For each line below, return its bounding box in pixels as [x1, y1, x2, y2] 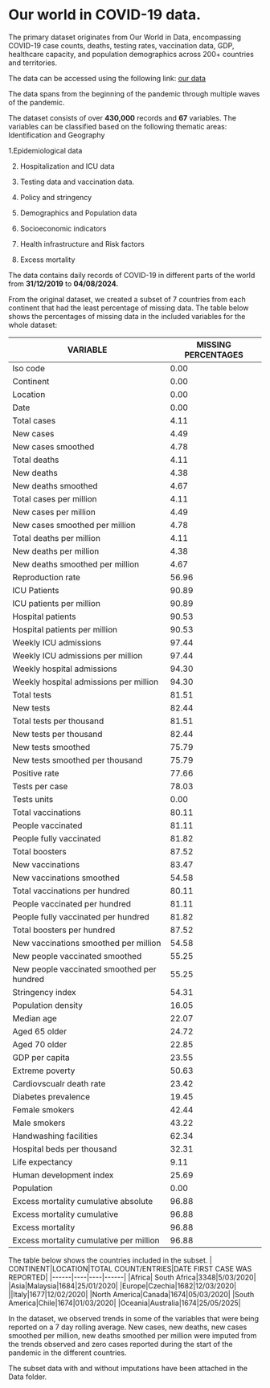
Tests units [12, 793, 54, 805]
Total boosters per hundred [12, 924, 116, 936]
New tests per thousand [12, 728, 103, 739]
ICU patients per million [12, 597, 100, 608]
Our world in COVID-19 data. [8, 6, 202, 24]
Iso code [12, 362, 46, 374]
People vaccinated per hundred [12, 898, 131, 909]
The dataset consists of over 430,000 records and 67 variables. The [8, 113, 237, 122]
